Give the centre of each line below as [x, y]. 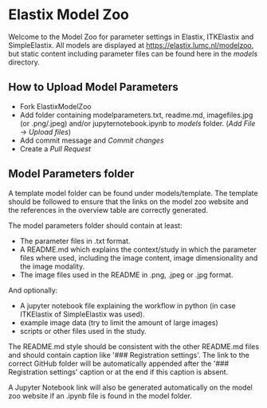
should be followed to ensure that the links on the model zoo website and [128, 202]
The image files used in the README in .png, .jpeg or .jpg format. [126, 275]
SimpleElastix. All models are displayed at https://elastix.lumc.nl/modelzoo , [131, 45]
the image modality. [52, 266]
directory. [24, 62]
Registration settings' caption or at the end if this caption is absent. [118, 371]
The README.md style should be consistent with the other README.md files [134, 346]
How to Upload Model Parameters [94, 87]
